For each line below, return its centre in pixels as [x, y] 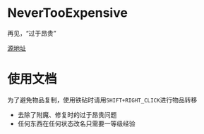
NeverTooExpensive [68, 13]
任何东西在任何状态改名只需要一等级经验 [76, 123]
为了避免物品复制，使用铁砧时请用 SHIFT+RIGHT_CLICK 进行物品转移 [102, 100]
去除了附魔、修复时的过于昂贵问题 [67, 114]
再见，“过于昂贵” [32, 33]
